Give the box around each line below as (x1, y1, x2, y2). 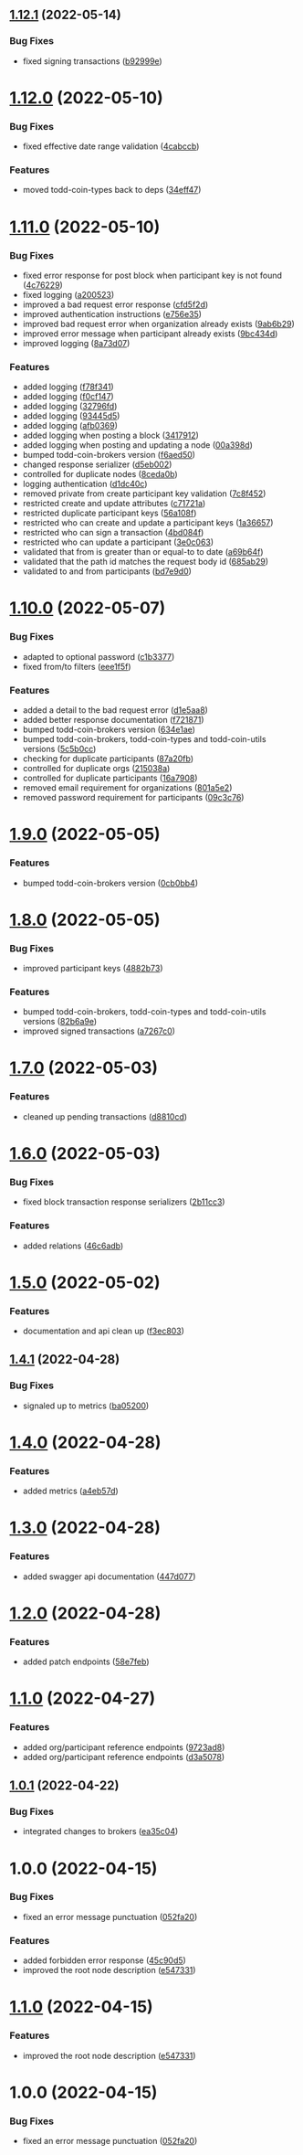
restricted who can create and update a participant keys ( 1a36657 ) (22, 517, 274, 528)
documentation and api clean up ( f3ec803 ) (22, 1325, 185, 1337)
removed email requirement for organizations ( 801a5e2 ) (22, 782, 233, 793)
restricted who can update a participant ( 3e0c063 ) (22, 536, 214, 547)
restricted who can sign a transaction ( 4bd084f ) (22, 527, 204, 538)
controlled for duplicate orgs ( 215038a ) (22, 763, 171, 774)
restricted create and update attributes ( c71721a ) (22, 498, 206, 509)
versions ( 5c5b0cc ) (22, 744, 97, 755)
